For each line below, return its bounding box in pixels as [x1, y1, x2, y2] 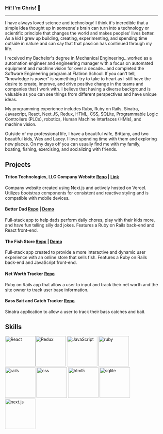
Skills [5, 323, 22, 331]
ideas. [5, 97, 17, 103]
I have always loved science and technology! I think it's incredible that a [5, 20, 148, 26]
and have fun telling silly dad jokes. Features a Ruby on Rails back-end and [5, 222, 155, 228]
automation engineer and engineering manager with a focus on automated [5, 60, 154, 66]
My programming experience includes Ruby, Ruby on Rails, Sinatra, [5, 106, 139, 112]
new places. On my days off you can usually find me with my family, [5, 141, 141, 147]
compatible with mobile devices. [5, 195, 70, 201]
